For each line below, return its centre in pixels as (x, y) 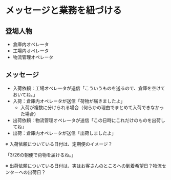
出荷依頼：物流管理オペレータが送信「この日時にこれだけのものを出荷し (89, 120)
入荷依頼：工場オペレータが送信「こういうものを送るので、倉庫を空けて (89, 88)
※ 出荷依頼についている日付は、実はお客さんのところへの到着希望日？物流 (84, 166)
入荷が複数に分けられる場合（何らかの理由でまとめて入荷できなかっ (92, 107)
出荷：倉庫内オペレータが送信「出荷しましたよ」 (64, 133)
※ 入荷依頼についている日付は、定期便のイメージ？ (59, 144)
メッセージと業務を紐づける (63, 11)
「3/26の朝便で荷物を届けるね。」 (40, 155)
